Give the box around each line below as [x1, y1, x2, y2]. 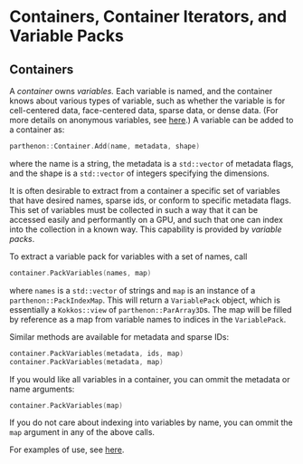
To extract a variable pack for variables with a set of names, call [9, 251, 248, 262]
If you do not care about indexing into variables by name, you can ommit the [9, 417, 293, 428]
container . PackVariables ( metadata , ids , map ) [9, 349, 184, 358]
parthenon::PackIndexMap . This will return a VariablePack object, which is [9, 295, 280, 305]
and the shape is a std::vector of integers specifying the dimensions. [9, 168, 270, 179]
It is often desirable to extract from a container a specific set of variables [9, 185, 280, 196]
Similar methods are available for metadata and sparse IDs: [9, 331, 229, 342]
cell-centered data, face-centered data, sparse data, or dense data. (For [9, 105, 279, 115]
